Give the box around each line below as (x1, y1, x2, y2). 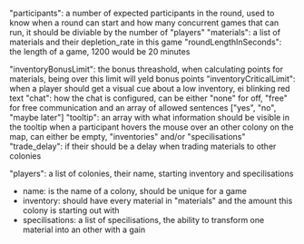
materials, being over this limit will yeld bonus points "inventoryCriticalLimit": (9, 73, 296, 84)
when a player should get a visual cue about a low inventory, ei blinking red (9, 83, 290, 93)
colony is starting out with (22, 205, 120, 216)
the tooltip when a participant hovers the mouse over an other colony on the (9, 122, 294, 132)
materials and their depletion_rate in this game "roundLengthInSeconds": (9, 36, 282, 47)
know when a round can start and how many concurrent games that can (9, 17, 279, 28)
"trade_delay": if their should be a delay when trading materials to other (9, 141, 277, 151)
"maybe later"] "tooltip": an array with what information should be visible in (9, 112, 290, 122)
